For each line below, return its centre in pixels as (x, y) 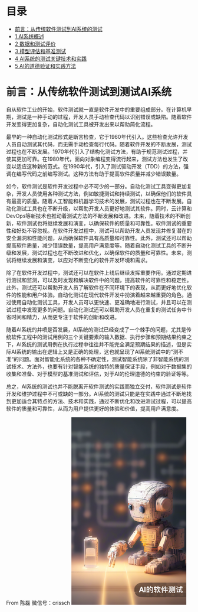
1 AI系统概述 (29, 36)
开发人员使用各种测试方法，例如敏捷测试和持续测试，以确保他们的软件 (101, 193)
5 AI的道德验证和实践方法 (45, 66)
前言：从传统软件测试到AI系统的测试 (59, 29)
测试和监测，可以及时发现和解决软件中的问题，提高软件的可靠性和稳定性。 (101, 280)
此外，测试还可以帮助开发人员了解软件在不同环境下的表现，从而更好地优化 (96, 287)
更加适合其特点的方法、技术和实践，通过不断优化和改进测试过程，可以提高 (101, 401)
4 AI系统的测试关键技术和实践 (51, 58)
